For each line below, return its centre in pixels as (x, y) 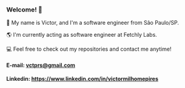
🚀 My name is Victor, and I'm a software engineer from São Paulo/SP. (93, 23)
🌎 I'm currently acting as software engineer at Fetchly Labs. (82, 35)
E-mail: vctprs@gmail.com (41, 65)
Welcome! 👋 (24, 10)
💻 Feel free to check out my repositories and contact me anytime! (89, 49)
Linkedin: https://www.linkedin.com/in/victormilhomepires (82, 79)
